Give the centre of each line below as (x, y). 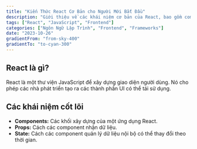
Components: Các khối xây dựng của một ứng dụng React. (86, 121)
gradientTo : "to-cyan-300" (39, 45)
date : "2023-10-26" (30, 33)
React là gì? (28, 68)
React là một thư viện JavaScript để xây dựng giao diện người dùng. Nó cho (97, 82)
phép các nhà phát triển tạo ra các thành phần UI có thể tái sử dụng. (89, 88)
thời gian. (26, 140)
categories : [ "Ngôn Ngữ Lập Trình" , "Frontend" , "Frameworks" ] (85, 28)
